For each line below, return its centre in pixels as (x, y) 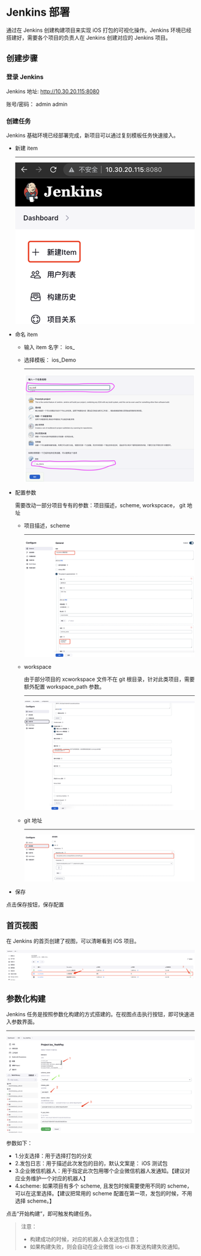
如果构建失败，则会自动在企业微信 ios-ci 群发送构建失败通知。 (106, 1246)
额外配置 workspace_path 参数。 (64, 686)
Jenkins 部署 (38, 12)
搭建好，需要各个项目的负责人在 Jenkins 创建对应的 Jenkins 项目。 (89, 37)
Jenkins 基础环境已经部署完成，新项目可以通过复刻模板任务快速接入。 (93, 135)
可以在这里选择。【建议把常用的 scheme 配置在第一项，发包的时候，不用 (103, 1193)
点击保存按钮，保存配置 (35, 904)
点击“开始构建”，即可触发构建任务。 (51, 1213)
